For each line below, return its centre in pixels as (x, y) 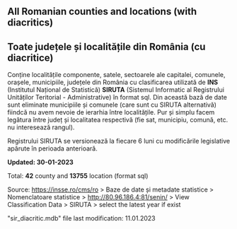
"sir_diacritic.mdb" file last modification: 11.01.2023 (81, 218)
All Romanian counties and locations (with (102, 12)
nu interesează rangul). (41, 127)
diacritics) (30, 23)
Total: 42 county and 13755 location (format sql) (78, 176)
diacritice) (30, 58)
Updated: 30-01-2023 (41, 163)
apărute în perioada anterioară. (52, 148)
